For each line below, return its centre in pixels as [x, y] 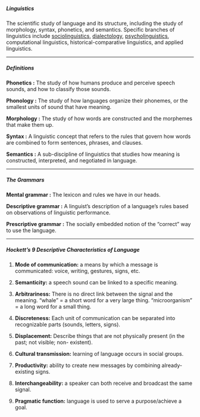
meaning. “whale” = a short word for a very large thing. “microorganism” [103, 300]
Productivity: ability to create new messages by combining [87, 365]
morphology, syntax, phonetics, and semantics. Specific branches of [90, 29]
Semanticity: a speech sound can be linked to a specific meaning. [96, 282]
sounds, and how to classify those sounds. [59, 89]
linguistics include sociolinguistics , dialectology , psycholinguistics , [88, 36]
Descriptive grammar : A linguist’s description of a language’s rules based [97, 206]
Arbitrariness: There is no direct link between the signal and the [94, 294]
